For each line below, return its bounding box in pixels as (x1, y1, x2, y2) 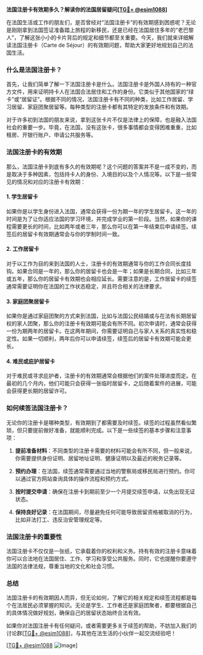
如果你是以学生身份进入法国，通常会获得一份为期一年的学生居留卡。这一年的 (6, 207, 197, 214)
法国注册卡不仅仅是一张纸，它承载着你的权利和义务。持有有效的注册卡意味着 (6, 548, 197, 554)
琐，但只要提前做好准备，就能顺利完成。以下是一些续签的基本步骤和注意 (6, 427, 186, 434)
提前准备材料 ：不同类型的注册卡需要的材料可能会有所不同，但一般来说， (14, 447, 195, 454)
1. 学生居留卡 (6, 193, 38, 201)
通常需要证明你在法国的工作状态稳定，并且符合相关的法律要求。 (6, 283, 165, 290)
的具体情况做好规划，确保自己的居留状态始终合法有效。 (6, 609, 144, 617)
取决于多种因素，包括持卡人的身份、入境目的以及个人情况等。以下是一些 (11, 170, 192, 178)
